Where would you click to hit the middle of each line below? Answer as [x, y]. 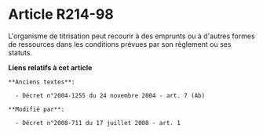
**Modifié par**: [37, 109]
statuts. [20, 52]
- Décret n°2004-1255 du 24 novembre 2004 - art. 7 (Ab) [110, 95]
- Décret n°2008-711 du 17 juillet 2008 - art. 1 [98, 123]
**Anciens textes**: [42, 82]
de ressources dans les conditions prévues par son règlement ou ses [120, 44]
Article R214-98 [61, 14]
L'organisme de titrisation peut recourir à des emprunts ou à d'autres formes [131, 36]
